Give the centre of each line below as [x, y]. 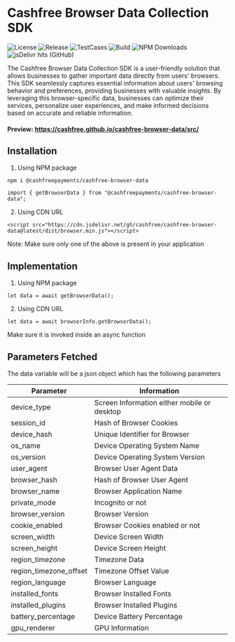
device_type [31, 407]
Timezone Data [119, 559]
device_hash [31, 434]
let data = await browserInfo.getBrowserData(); [79, 322]
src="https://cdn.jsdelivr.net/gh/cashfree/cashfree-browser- [125, 225]
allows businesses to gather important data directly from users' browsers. [114, 76]
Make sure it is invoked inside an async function [76, 335]
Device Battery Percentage [138, 616]
